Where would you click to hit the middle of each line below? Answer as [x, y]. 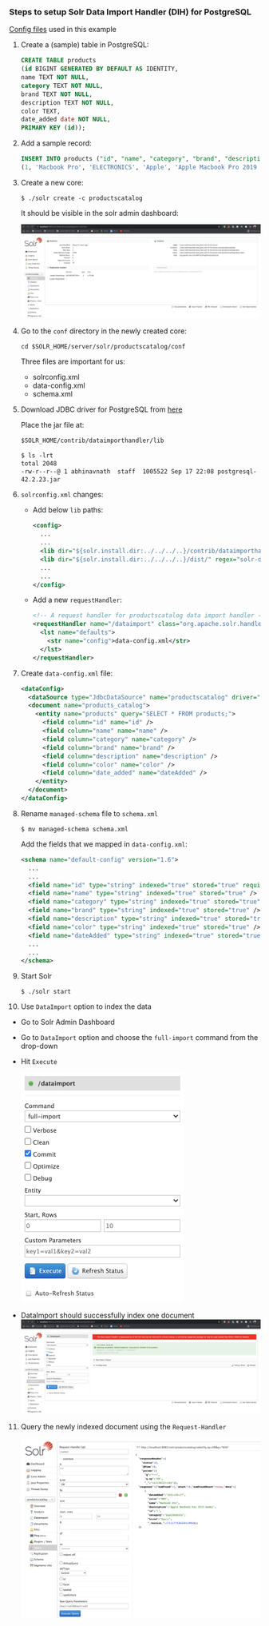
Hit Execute [39, 1062]
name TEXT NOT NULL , [55, 78]
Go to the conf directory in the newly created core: [103, 331]
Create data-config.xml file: [67, 673]
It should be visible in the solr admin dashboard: [99, 213]
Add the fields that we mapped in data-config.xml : [104, 844]
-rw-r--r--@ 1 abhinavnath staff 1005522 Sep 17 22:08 [117, 472]
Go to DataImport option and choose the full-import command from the [139, 1038]
